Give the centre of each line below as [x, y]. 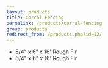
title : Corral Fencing [35, 18]
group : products [27, 29]
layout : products [28, 12]
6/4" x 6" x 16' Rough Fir [46, 58]
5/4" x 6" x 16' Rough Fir [46, 52]
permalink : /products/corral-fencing [54, 23]
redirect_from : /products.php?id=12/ [54, 35]
